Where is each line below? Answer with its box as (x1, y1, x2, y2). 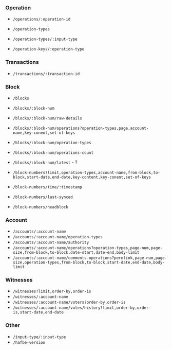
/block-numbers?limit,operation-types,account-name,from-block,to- (12, 170, 160, 175)
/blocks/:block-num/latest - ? (12, 159, 78, 165)
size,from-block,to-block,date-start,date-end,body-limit (12, 250, 140, 255)
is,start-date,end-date (12, 310, 64, 315)
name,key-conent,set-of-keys (12, 130, 75, 135)
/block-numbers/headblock (12, 204, 68, 209)
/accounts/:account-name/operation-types (12, 235, 103, 240)
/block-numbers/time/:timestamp (12, 184, 82, 189)
